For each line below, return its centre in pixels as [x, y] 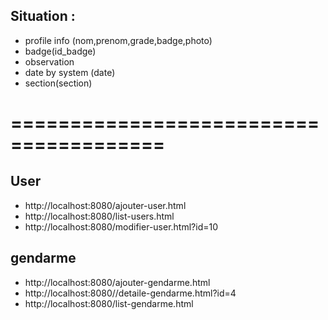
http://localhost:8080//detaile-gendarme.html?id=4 [130, 293]
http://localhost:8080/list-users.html [99, 216]
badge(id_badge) [60, 51]
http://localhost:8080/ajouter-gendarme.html [117, 282]
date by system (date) [70, 72]
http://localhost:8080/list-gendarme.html [109, 303]
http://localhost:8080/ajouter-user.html [105, 205]
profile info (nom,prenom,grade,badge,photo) [118, 40]
